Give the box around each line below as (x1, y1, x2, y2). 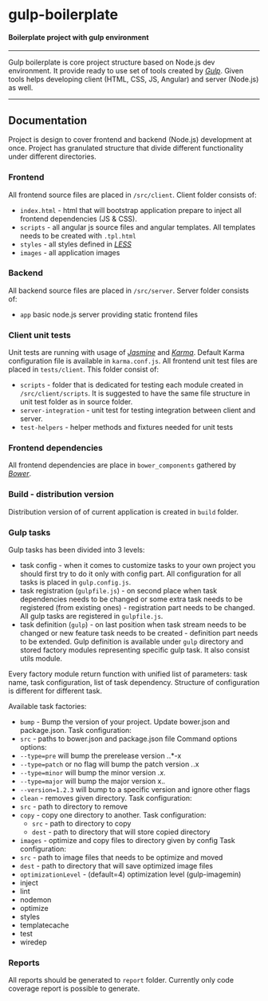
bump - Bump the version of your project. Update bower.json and (19, 716, 230, 727)
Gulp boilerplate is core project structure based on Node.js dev (8, 57, 215, 67)
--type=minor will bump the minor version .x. (19, 767, 166, 777)
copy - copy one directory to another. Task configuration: (19, 810, 207, 819)
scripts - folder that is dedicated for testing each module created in (19, 380, 243, 390)
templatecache (19, 920, 69, 930)
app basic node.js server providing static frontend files (19, 309, 199, 319)
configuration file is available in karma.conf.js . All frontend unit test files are (8, 357, 258, 366)
